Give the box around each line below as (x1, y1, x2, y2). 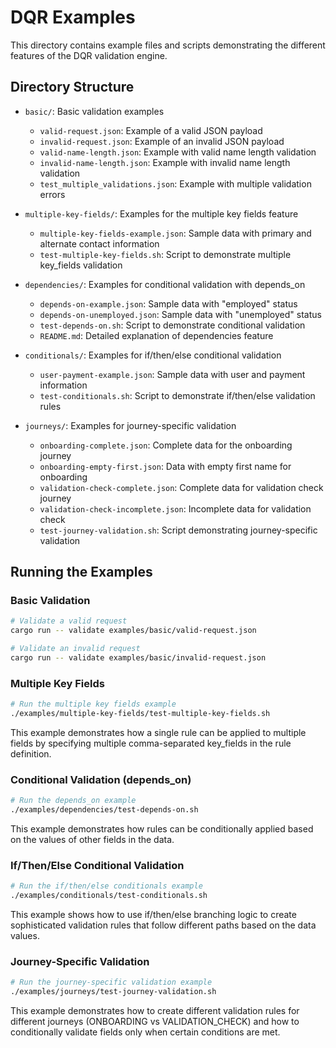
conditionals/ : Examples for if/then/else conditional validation (24, 349, 282, 361)
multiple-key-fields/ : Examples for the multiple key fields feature (24, 207, 299, 220)
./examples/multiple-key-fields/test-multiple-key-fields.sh (10, 709, 271, 719)
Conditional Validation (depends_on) (10, 772, 192, 786)
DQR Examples (10, 6, 136, 29)
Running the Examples (10, 564, 153, 581)
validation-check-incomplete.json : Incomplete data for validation (39, 502, 312, 515)
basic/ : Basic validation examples (24, 105, 165, 117)
